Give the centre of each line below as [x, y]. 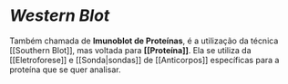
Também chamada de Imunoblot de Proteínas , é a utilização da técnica [144, 41]
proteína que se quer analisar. [65, 70]
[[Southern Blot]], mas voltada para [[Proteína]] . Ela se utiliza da [131, 50]
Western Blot [60, 16]
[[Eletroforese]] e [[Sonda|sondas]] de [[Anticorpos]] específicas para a [144, 60]
